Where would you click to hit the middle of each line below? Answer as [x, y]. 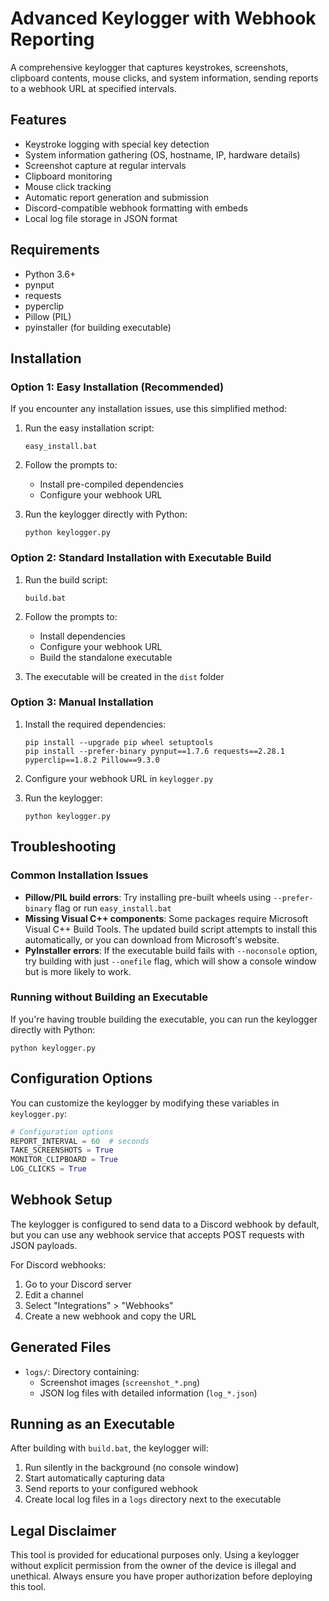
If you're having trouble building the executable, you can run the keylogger [164, 1019]
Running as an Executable [93, 1424]
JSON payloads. [44, 1245]
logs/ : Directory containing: [82, 1371]
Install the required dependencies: [95, 724]
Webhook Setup [61, 1200]
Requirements [55, 250]
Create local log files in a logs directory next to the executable [153, 1499]
